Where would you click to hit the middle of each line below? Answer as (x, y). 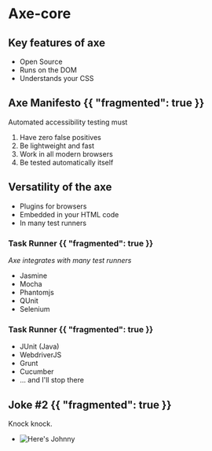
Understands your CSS (57, 78)
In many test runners (53, 223)
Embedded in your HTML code (69, 214)
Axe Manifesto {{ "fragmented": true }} (106, 103)
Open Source (41, 61)
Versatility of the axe (60, 187)
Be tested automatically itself (66, 162)
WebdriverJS (40, 355)
